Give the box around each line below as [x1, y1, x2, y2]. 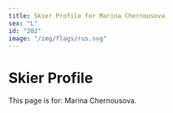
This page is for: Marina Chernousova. [8, 96, 137, 106]
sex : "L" [8, 19, 38, 27]
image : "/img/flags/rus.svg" [8, 34, 107, 43]
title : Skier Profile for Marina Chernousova [8, 11, 165, 20]
